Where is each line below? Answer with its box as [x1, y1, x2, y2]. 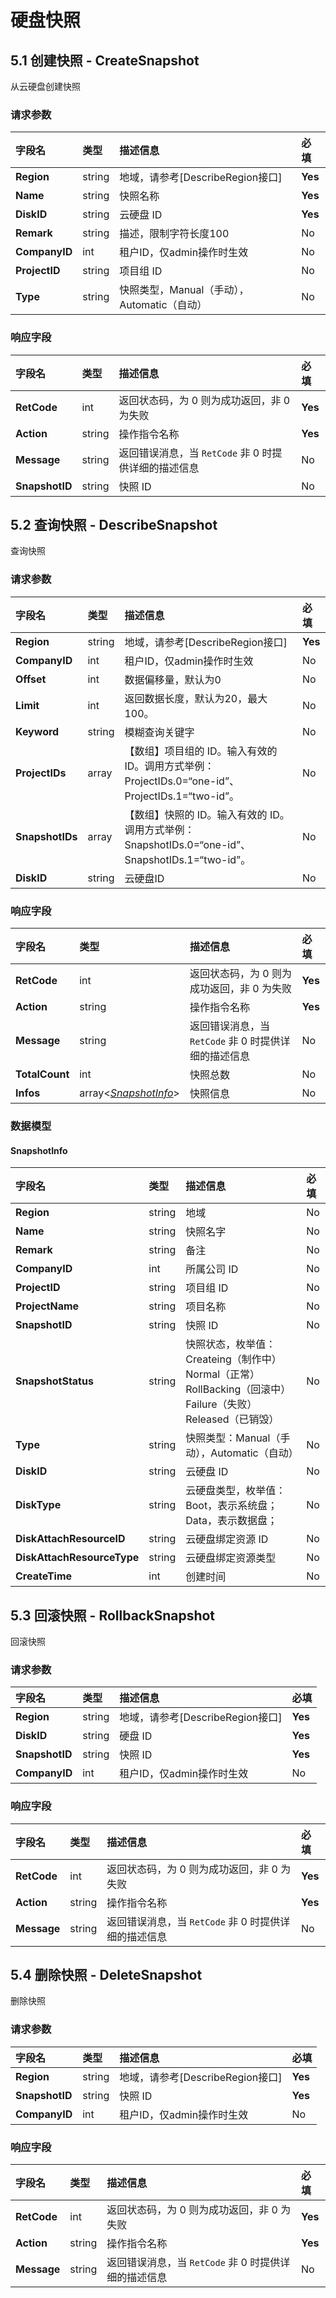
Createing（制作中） [185, 1352, 282, 1366]
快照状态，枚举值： [185, 1337, 277, 1351]
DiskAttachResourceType [15, 1551, 140, 1565]
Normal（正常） [185, 1367, 261, 1381]
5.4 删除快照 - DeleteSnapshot [10, 1966, 203, 1983]
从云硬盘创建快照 [10, 81, 81, 92]
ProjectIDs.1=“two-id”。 [124, 789, 240, 803]
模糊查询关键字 [124, 725, 195, 739]
